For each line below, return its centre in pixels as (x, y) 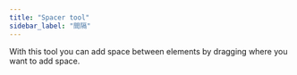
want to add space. (45, 61)
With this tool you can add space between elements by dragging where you (148, 51)
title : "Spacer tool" (50, 17)
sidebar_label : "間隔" (50, 26)
